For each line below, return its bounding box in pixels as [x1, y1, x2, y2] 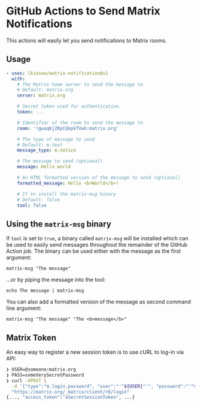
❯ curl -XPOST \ [6, 377, 47, 384]
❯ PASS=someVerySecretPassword [6, 372, 84, 378]
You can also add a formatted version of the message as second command [6, 298, 191, 306]
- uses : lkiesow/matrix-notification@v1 [6, 70, 109, 76]
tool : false [17, 202, 47, 208]
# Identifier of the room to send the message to [17, 120, 144, 126]
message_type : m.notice [17, 147, 77, 154]
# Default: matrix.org [17, 87, 74, 93]
